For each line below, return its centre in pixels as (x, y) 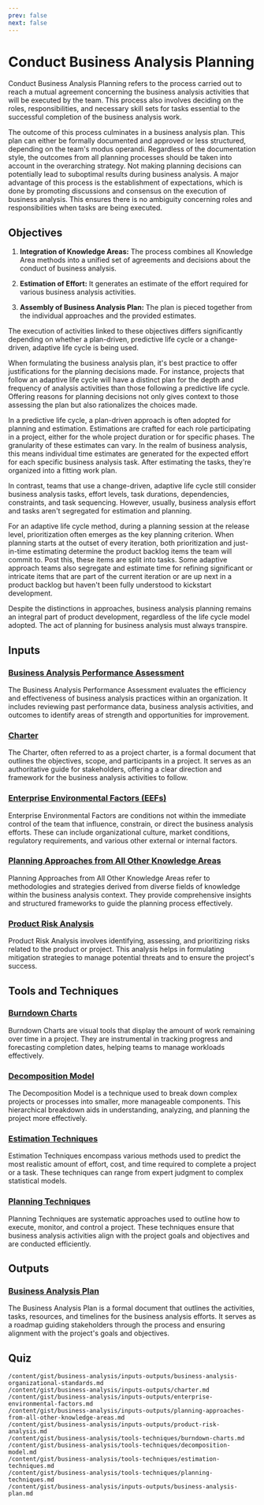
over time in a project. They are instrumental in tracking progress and (121, 1039)
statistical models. (37, 1181)
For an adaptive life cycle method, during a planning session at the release (129, 526)
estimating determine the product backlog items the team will (132, 551)
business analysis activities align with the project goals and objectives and (129, 1235)
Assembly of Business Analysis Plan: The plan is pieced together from (136, 308)
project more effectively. (48, 1118)
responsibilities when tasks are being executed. (86, 208)
